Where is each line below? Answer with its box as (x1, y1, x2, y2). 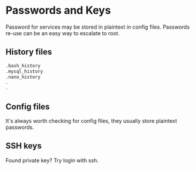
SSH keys (5, 141, 42, 151)
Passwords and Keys (5, 4, 111, 17)
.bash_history (5, 63, 41, 69)
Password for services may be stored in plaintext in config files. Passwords (5, 23, 190, 30)
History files (5, 47, 52, 57)
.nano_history (5, 74, 41, 80)
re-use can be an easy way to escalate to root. (5, 29, 120, 36)
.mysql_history (5, 68, 43, 75)
